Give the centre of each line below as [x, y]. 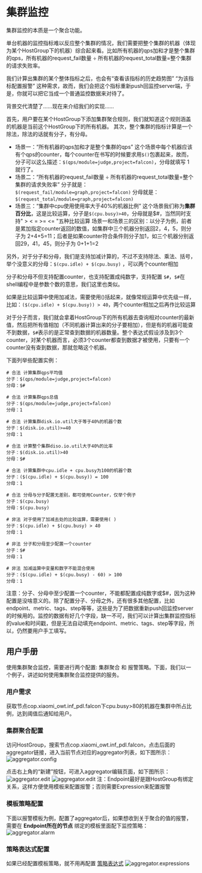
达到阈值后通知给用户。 [46, 713]
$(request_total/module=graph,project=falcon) [74, 199]
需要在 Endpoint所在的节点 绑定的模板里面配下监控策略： [77, 825]
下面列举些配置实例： [32, 360]
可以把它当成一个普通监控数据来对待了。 [77, 93]
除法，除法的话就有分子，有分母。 [48, 134]
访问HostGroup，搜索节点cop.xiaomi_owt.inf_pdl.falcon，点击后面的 [91, 745]
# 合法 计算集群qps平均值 [35, 373]
